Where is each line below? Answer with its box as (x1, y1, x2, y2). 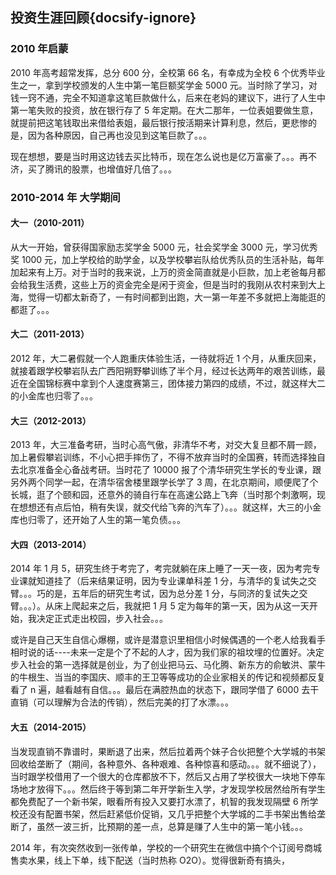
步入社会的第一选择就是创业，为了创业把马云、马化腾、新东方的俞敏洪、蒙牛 (10, 659, 326, 671)
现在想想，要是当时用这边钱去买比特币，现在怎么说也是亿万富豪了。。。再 (10, 150, 308, 162)
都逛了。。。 (10, 303, 55, 315)
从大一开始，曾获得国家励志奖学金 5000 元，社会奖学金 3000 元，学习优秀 (10, 241, 318, 253)
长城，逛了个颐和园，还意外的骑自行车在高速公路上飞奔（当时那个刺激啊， (10, 489, 317, 501)
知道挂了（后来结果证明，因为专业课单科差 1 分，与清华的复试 (36, 575, 291, 587)
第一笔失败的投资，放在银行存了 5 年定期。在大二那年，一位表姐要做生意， (10, 104, 319, 116)
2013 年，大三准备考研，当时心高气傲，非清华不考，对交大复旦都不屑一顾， (10, 439, 322, 451)
